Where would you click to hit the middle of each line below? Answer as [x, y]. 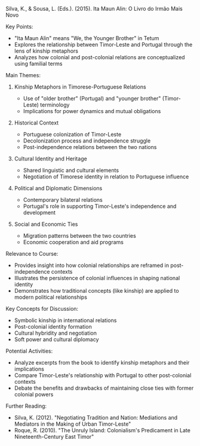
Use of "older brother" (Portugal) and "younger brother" [92, 98]
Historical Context [36, 123]
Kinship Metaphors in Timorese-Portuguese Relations [80, 87]
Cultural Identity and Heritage [50, 159]
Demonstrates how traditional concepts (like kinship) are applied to [97, 291]
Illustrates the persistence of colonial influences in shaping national [97, 278]
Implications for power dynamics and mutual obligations [92, 111]
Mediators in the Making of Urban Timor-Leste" [73, 424]
